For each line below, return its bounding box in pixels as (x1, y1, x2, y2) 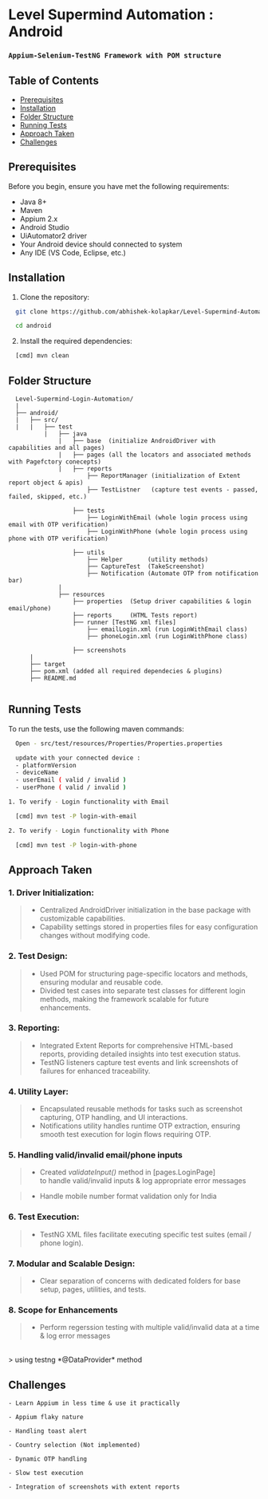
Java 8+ (19, 197, 47, 207)
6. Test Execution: (8, 1211, 80, 1222)
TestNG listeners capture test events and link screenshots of (39, 1057, 238, 1067)
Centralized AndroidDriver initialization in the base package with (39, 905, 251, 915)
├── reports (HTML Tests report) (72, 611, 198, 619)
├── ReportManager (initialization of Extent (86, 471, 241, 479)
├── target (29, 660, 66, 668)
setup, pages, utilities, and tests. (39, 1284, 147, 1294)
